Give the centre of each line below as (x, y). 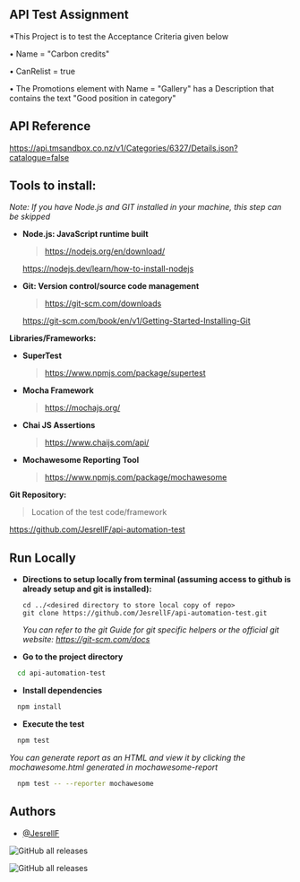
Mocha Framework (58, 390)
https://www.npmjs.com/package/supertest (125, 373)
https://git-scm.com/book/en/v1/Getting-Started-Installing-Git (136, 321)
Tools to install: (53, 186)
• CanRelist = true (43, 71)
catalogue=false (39, 157)
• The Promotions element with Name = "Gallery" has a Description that (142, 88)
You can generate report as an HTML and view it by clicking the (128, 757)
